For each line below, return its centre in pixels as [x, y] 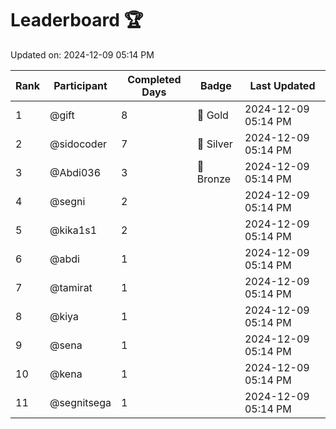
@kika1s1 [73, 230]
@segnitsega [80, 402]
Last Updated [282, 85]
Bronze [214, 179]
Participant [80, 85]
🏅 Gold [212, 115]
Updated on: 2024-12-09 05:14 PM [82, 54]
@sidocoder [78, 144]
